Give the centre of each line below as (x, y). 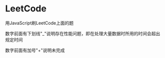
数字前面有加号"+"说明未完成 (35, 50)
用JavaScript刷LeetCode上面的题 (39, 23)
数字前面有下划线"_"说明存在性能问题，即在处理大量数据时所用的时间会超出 (83, 33)
